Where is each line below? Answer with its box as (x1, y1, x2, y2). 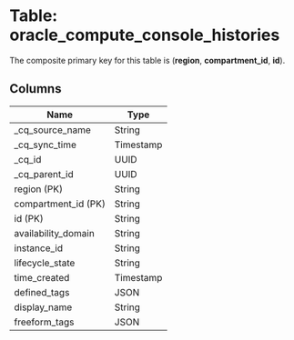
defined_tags (14, 285, 70, 298)
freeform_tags (14, 315, 75, 328)
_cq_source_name (14, 124, 91, 136)
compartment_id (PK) (14, 197, 106, 210)
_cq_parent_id (14, 167, 75, 180)
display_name (14, 301, 73, 314)
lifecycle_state (14, 256, 76, 269)
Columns (9, 81, 62, 96)
